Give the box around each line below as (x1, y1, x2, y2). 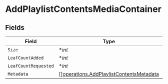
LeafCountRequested (7, 63, 54, 69)
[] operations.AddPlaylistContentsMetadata (58, 71, 159, 78)
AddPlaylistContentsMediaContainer (5, 3, 161, 15)
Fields (5, 23, 25, 32)
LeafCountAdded (7, 55, 44, 61)
